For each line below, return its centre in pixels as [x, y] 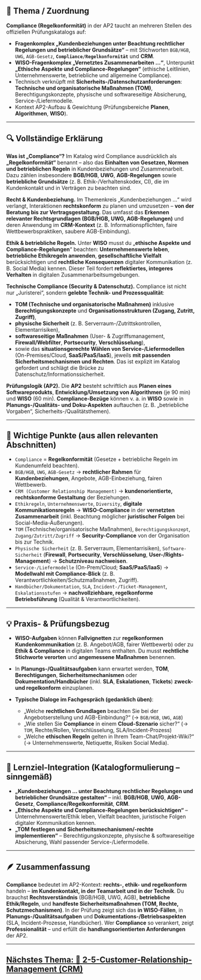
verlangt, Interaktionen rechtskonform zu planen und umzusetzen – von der [100, 206]
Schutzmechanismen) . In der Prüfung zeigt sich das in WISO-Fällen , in [95, 910]
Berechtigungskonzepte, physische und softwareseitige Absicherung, [100, 94]
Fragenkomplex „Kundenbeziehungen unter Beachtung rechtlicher [100, 43]
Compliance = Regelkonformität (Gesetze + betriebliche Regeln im [96, 459]
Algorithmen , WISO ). [41, 113]
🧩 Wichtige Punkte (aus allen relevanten [82, 436]
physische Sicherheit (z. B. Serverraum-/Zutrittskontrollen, [88, 323]
